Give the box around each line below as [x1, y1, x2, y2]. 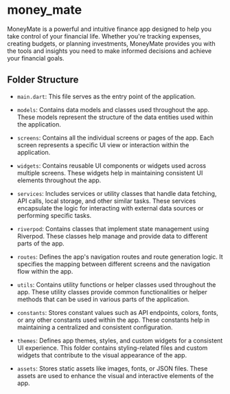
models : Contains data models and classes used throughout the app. [16, 105, 210, 113]
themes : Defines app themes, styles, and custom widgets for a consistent [16, 336, 223, 344]
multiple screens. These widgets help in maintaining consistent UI [16, 168, 203, 177]
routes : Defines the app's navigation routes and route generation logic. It [16, 252, 223, 261]
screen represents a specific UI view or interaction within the [16, 140, 189, 149]
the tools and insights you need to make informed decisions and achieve [7, 47, 212, 55]
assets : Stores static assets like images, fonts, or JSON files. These [16, 364, 208, 373]
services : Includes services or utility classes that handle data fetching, [16, 189, 217, 197]
